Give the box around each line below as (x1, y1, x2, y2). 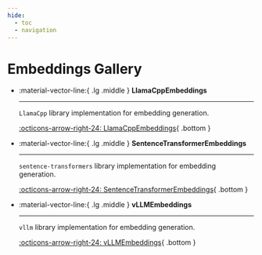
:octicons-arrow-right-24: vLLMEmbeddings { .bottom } (18, 238, 196, 247)
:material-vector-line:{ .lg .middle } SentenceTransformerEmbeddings (18, 139, 247, 148)
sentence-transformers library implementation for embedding (18, 162, 217, 171)
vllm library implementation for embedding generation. (18, 223, 196, 232)
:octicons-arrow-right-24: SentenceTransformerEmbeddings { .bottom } (18, 185, 249, 195)
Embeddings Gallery (7, 60, 142, 78)
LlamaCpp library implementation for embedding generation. (18, 108, 210, 118)
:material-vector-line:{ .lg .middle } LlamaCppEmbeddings (18, 86, 208, 95)
